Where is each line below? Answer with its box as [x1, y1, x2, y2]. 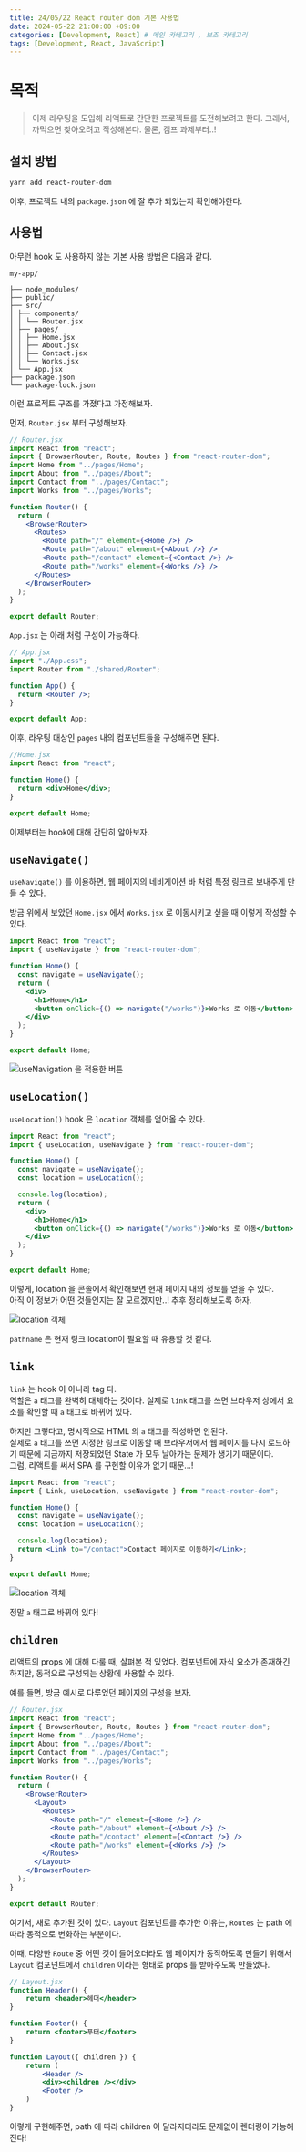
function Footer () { [9, 2019, 88, 2028]
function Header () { [9, 1985, 88, 1995]
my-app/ [9, 269, 39, 278]
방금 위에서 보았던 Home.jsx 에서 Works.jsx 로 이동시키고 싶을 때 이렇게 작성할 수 [9, 907, 297, 918]
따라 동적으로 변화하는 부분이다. [9, 1928, 122, 1939]
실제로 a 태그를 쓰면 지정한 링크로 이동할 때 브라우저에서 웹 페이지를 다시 [9, 1437, 266, 1448]
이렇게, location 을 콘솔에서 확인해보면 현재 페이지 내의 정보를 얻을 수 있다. [9, 1283, 275, 1294]
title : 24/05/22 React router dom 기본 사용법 [9, 13, 180, 23]
